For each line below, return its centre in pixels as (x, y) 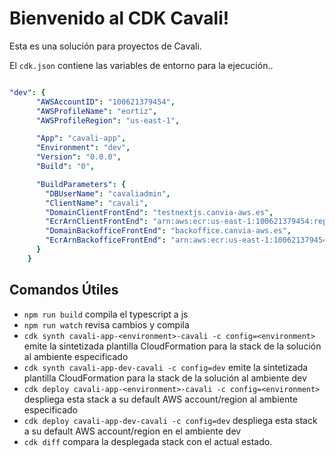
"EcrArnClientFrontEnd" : (97, 222)
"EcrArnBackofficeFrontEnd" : (106, 240)
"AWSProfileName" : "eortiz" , (96, 111)
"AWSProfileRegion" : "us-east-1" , (108, 120)
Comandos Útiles (64, 290)
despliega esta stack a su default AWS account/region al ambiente (160, 399)
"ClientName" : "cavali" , (97, 203)
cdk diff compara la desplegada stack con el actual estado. (148, 441)
